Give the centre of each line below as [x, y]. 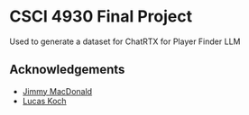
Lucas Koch [44, 101]
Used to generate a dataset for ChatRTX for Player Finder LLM [125, 41]
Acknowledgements [67, 70]
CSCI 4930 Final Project [101, 17]
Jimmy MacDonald [57, 91]
